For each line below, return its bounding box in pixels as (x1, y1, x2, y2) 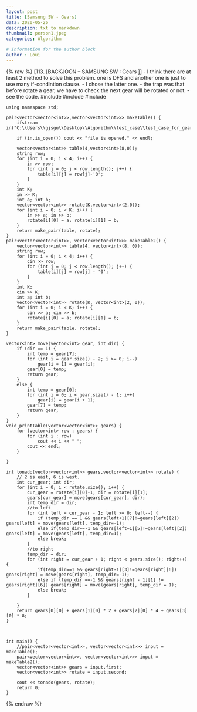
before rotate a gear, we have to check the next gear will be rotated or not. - (6, 86, 190, 94)
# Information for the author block (6, 46, 96, 53)
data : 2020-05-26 (6, 19, 49, 25)
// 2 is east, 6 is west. (16, 474, 80, 480)
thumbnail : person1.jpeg (6, 31, 67, 36)
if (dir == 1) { (16, 346, 57, 352)
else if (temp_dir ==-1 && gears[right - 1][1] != (37, 576, 164, 583)
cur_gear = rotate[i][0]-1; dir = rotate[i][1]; (27, 490, 148, 495)
